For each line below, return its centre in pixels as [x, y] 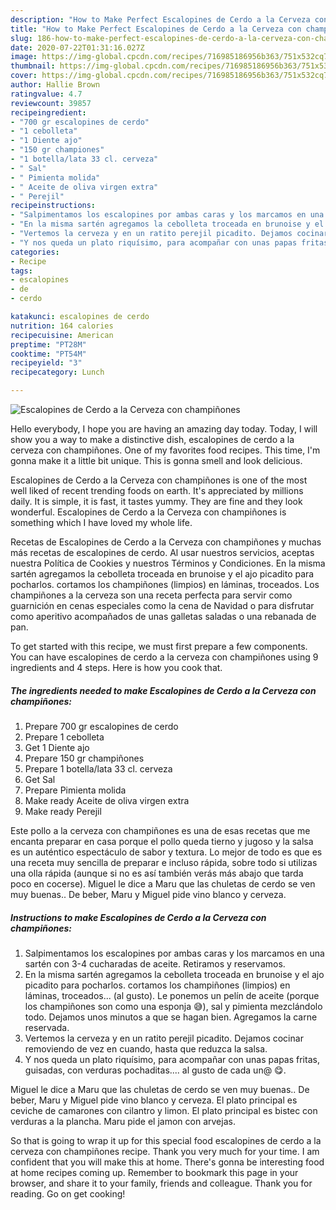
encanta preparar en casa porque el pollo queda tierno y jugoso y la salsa [162, 841]
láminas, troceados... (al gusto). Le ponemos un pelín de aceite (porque [172, 995]
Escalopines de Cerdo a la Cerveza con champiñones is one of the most [159, 480]
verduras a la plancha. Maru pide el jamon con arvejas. [123, 1121]
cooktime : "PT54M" [48, 354]
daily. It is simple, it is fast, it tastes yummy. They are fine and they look [156, 501]
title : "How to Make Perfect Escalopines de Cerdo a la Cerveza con [156, 29]
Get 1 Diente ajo [57, 747]
